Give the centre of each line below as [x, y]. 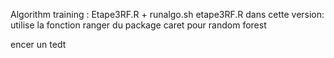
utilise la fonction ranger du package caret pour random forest [138, 25]
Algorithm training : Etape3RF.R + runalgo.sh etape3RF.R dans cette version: [167, 14]
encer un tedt [38, 44]
